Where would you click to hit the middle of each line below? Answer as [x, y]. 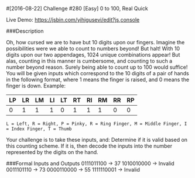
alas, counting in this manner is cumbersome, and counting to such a [89, 61]
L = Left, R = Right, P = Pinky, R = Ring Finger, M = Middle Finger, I [97, 124]
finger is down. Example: [36, 86]
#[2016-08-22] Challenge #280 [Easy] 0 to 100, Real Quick [77, 8]
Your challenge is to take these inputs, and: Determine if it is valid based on [97, 140]
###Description [25, 31]
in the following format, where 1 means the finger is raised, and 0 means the [97, 79]
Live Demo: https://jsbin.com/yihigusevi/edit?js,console [73, 20]
